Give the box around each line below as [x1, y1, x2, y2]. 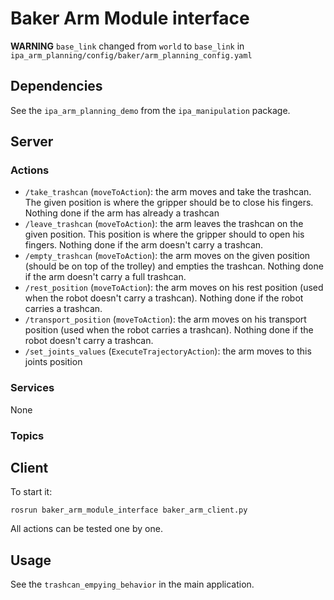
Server [10, 133, 54, 151]
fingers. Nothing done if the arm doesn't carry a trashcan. [24, 239, 264, 251]
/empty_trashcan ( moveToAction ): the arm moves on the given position [24, 250, 311, 262]
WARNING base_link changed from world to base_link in [10, 40, 245, 52]
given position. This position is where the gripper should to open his [24, 228, 305, 241]
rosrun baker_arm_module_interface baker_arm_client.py [10, 505, 248, 516]
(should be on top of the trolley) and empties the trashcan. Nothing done [24, 260, 324, 272]
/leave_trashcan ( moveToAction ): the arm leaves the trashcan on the [24, 218, 304, 230]
